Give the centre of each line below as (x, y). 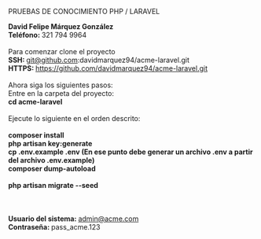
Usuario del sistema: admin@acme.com (74, 219)
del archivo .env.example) (51, 160)
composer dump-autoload (52, 169)
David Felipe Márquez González (61, 26)
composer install (36, 135)
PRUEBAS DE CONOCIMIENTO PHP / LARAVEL (84, 11)
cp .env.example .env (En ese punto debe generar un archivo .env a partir (130, 152)
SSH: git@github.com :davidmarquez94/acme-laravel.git (99, 60)
